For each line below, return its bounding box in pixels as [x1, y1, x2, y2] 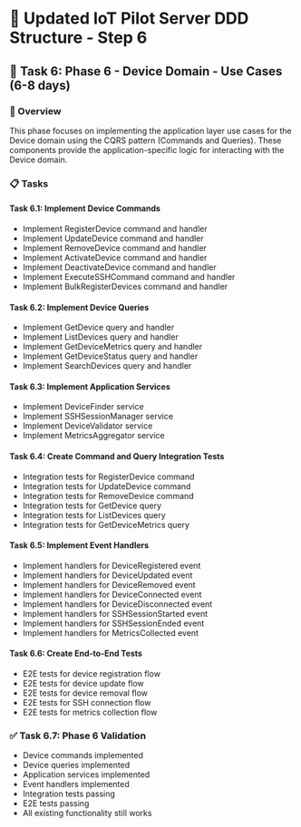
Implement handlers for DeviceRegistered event [22, 560, 201, 571]
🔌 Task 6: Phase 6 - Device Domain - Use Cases [9, 63, 283, 79]
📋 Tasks [9, 177, 49, 189]
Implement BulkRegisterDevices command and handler [22, 281, 228, 292]
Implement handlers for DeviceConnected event [22, 589, 202, 600]
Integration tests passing [22, 788, 116, 800]
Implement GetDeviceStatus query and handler [22, 351, 199, 361]
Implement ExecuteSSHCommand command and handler [22, 272, 236, 282]
